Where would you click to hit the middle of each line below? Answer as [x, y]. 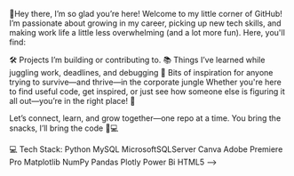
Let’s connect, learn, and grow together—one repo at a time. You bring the [145, 118]
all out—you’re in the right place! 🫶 [72, 101]
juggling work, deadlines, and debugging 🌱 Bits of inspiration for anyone [141, 72]
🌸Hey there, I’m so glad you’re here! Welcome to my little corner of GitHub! [146, 14]
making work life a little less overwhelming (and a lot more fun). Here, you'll [147, 32]
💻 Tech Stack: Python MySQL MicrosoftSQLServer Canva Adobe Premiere [146, 149]
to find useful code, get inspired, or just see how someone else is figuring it [147, 92]
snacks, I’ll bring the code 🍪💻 [64, 128]
